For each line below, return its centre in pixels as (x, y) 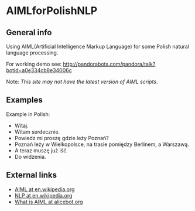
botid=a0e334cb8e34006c (39, 70)
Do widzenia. (30, 156)
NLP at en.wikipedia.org (43, 195)
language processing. (32, 53)
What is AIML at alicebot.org (49, 202)
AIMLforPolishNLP (52, 11)
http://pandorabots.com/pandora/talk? (109, 64)
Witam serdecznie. (37, 132)
